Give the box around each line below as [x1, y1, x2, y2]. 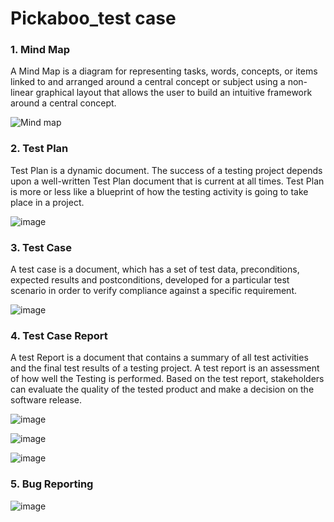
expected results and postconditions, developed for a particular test [10, 274, 290, 286]
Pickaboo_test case [10, 7, 177, 30]
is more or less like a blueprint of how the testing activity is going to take [10, 185, 309, 197]
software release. [10, 394, 83, 406]
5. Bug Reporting [10, 477, 94, 491]
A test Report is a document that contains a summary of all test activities [10, 352, 309, 364]
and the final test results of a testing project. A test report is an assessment [10, 362, 320, 374]
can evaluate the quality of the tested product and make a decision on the [10, 383, 315, 396]
